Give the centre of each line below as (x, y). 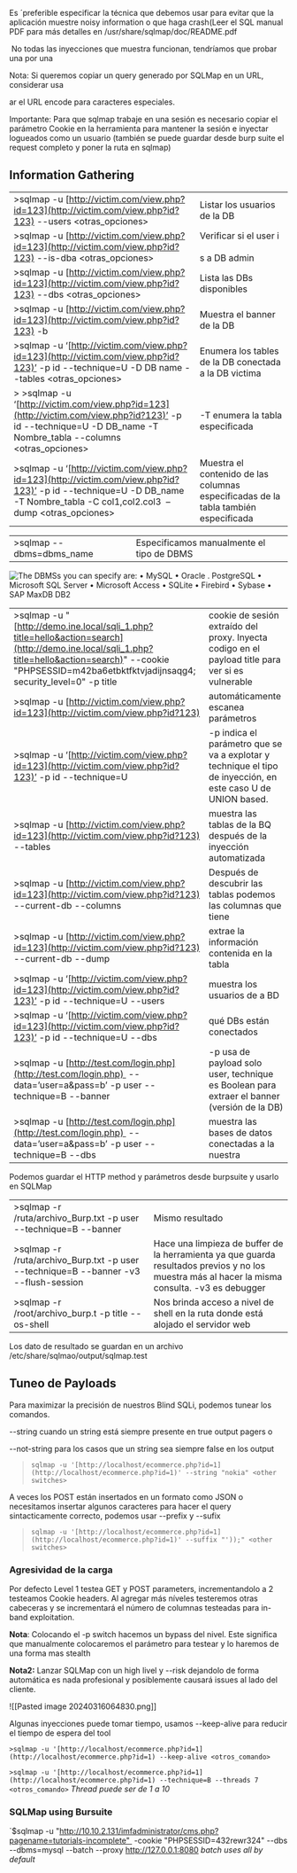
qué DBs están (239, 1020)
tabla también (228, 507)
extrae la (227, 931)
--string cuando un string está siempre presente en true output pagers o (141, 1432)
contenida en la (240, 953)
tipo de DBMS (164, 553)
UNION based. (239, 799)
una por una (31, 58)
